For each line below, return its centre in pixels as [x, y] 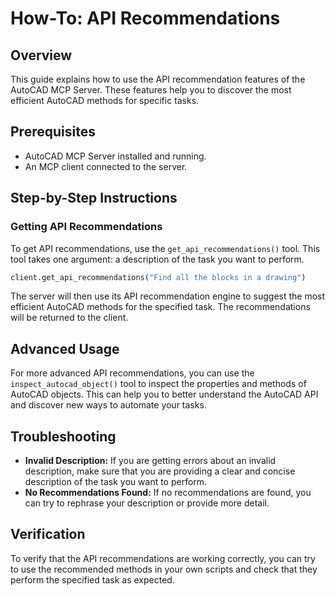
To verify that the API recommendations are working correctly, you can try [163, 558]
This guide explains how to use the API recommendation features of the [158, 79]
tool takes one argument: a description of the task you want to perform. [157, 259]
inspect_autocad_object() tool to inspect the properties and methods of [158, 384]
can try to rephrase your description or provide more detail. [147, 503]
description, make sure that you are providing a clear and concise [160, 471]
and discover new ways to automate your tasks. [108, 405]
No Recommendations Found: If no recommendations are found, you [168, 492]
